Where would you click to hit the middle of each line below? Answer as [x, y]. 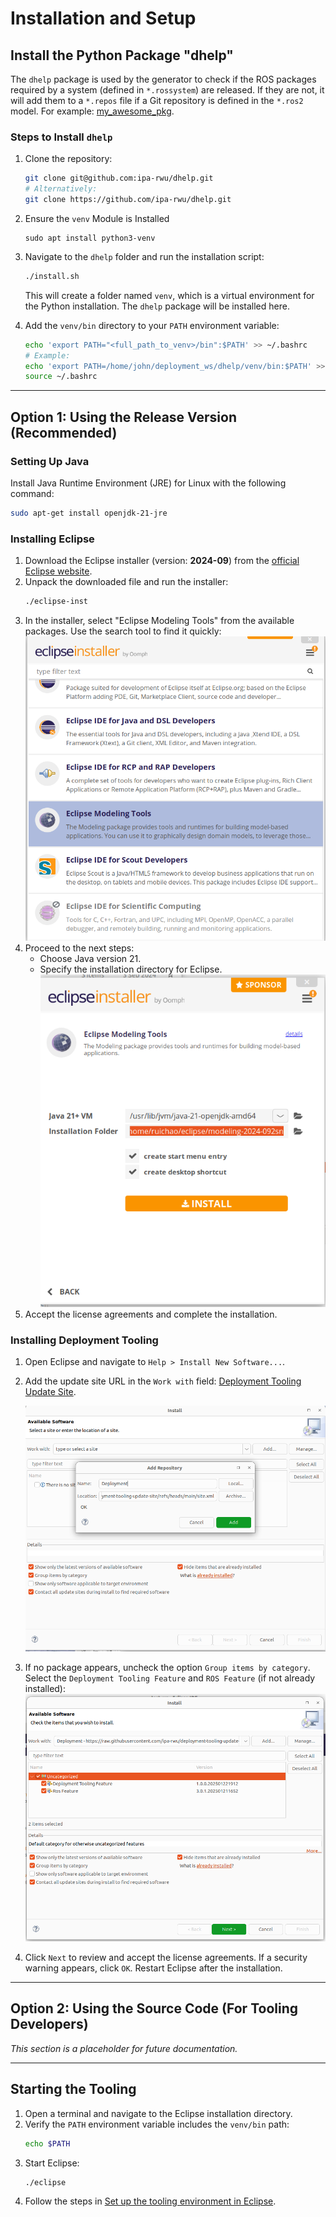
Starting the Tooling [73, 2089]
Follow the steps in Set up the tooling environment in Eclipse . [150, 2201]
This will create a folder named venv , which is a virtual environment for [169, 295]
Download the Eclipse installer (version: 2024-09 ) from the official [162, 561]
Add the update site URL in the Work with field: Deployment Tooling [163, 1381]
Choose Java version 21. [90, 958]
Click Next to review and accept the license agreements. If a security [166, 1958]
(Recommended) [64, 432]
